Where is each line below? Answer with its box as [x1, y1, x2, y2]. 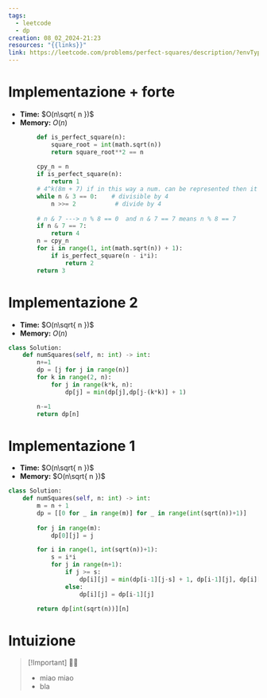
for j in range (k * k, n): [50, 380, 133, 389]
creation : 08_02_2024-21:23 [8, 33, 102, 42]
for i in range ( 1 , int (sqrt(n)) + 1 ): [37, 546, 158, 554]
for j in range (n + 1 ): [50, 561, 123, 569]
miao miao [39, 673, 74, 683]
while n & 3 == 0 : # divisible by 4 [37, 192, 169, 200]
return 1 [50, 178, 80, 186]
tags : [8, 11, 26, 20]
